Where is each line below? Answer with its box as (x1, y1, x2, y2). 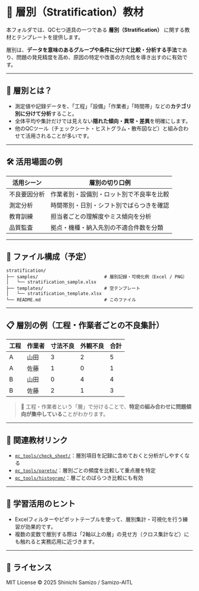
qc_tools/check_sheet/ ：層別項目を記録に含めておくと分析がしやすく (14, 452, 185, 459)
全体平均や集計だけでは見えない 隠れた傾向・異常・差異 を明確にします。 (14, 117, 191, 125)
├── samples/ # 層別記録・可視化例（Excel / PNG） (6, 274, 188, 280)
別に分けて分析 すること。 (14, 110, 78, 117)
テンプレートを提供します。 (16, 33, 84, 40)
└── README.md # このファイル (6, 297, 136, 303)
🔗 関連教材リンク (6, 435, 68, 445)
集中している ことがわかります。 (31, 411, 108, 418)
